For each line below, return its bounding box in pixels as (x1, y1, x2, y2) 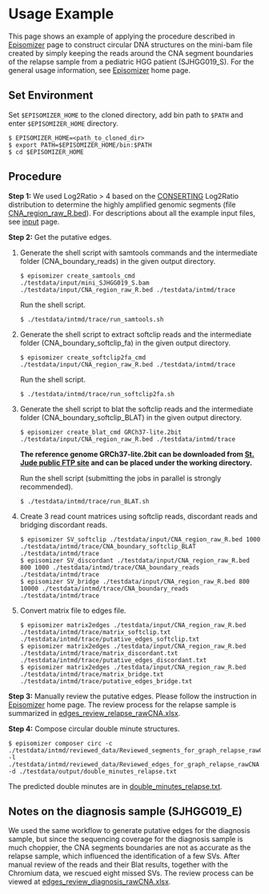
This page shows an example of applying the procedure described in (8, 31, 235, 41)
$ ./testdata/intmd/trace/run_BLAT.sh (19, 497, 150, 505)
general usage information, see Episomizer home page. (8, 65, 191, 75)
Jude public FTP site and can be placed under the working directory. (19, 458, 253, 467)
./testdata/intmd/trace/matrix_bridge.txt (19, 670, 164, 678)
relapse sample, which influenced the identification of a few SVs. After (8, 852, 240, 861)
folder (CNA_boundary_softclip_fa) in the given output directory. (19, 338, 231, 347)
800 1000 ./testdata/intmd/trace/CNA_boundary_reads (19, 563, 200, 572)
